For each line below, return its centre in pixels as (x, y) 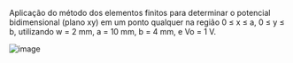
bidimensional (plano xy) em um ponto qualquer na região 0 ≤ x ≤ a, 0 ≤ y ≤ (147, 22)
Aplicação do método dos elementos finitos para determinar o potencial (140, 13)
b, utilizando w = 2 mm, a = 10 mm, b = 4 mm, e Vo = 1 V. (113, 31)
